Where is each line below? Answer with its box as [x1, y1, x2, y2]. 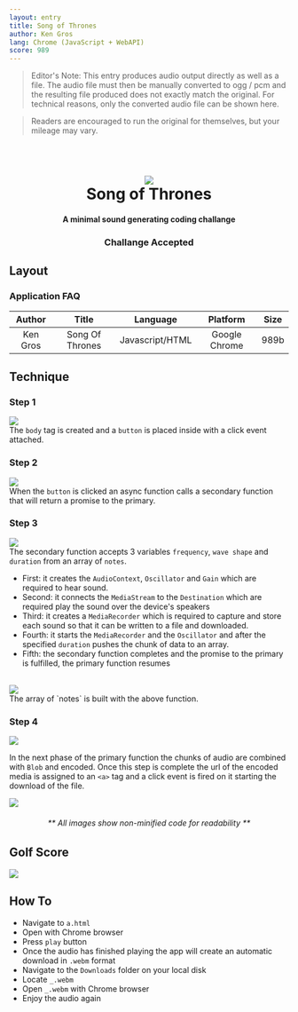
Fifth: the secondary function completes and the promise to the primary [21, 648, 284, 659]
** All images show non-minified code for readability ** [47, 818, 251, 828]
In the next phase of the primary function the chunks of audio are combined [9, 752, 286, 763]
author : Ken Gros [9, 29, 74, 38]
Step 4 [9, 716, 38, 728]
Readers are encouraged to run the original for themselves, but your [30, 116, 280, 127]
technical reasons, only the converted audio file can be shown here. [30, 99, 279, 109]
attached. [9, 434, 44, 445]
